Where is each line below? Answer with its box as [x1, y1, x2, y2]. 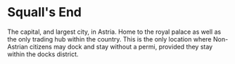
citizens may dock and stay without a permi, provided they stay [29, 42, 213, 51]
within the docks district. [7, 50, 79, 58]
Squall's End [7, 4, 82, 20]
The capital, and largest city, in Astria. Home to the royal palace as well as [7, 27, 222, 36]
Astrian [7, 42, 28, 51]
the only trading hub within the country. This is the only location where [7, 34, 212, 43]
